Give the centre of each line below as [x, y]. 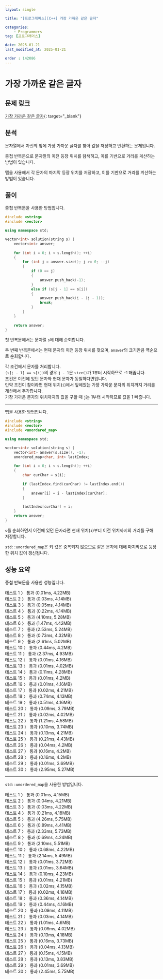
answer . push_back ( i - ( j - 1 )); [72, 298]
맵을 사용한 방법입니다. [26, 412]
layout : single [20, 10]
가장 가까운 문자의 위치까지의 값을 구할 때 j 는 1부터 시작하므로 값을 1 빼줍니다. [78, 397]
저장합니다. [16, 536]
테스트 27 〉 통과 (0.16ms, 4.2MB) [38, 751]
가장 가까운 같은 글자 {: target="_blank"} [43, 116]
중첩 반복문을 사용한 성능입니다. [35, 582]
